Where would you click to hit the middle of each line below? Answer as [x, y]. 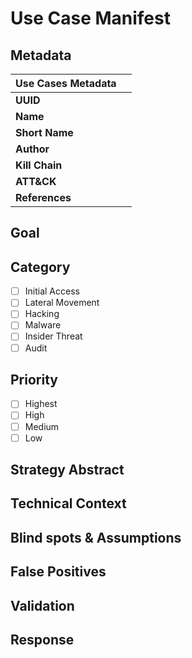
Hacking [42, 314]
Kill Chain [39, 165]
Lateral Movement [62, 303]
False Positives [58, 572]
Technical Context [68, 503]
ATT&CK [36, 181]
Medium [42, 426]
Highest [41, 404]
